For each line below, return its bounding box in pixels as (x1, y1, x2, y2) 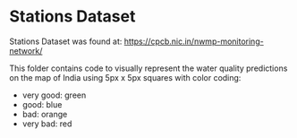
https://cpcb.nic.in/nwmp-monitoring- (123, 36, 264, 47)
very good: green (21, 90, 87, 100)
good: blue (21, 99, 63, 109)
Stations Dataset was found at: (9, 36, 123, 47)
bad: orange (21, 108, 68, 119)
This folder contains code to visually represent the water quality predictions (9, 63, 288, 73)
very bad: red (21, 118, 72, 129)
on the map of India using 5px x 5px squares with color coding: (9, 72, 242, 82)
